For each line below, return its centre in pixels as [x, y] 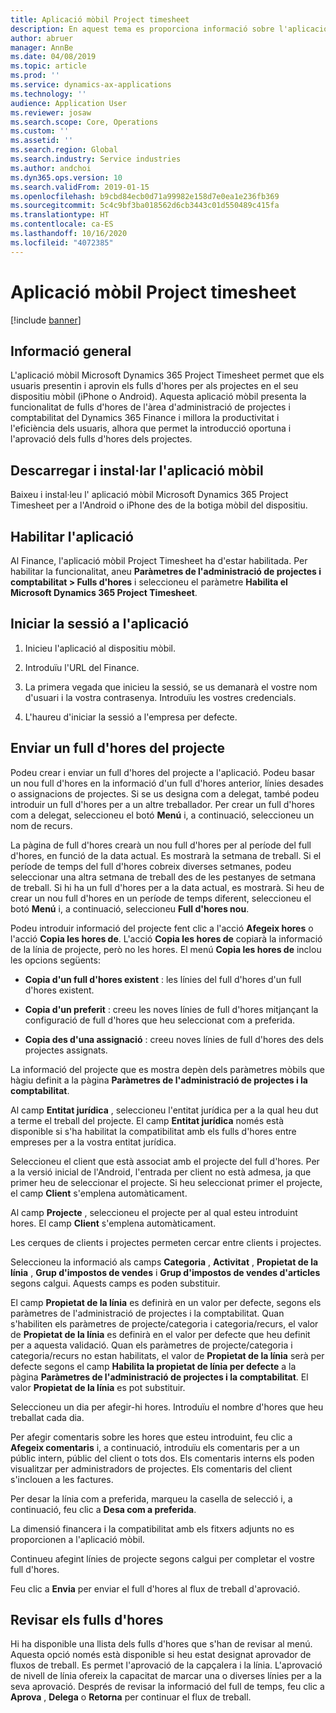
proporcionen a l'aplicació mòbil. [77, 1539]
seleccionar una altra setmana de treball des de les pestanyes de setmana [163, 877]
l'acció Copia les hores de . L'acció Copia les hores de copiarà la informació [166, 938]
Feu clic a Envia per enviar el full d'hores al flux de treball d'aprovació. [155, 1588]
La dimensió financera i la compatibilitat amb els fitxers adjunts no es [152, 1528]
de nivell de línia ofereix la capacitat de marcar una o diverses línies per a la [166, 1676]
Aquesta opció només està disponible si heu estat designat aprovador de [161, 1655]
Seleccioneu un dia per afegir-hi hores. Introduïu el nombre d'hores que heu [167, 1407]
